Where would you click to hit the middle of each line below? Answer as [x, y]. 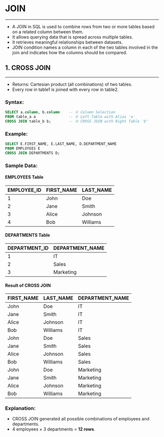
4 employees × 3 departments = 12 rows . [54, 429]
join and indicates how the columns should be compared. [70, 52]
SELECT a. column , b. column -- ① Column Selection [60, 112]
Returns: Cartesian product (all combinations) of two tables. [72, 84]
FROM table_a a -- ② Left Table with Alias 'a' [70, 117]
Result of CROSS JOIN [28, 285]
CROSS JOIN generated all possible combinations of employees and [81, 419]
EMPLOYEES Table [24, 177]
